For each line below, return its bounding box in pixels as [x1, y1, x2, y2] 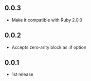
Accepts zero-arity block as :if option [11, 44, 87, 50]
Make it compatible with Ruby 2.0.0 [11, 17, 83, 23]
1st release [11, 71, 34, 78]
